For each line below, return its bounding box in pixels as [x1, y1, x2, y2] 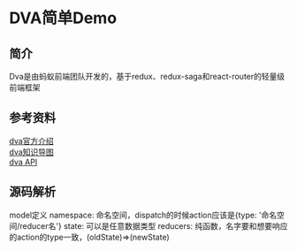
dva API [9, 156, 38, 167]
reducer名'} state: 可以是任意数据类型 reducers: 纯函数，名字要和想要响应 [19, 220, 288, 231]
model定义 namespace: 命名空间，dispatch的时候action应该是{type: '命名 [9, 209, 278, 220]
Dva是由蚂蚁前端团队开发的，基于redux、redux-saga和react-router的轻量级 [9, 72, 286, 81]
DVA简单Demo [9, 8, 118, 28]
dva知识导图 [9, 147, 55, 157]
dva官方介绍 [9, 135, 55, 146]
